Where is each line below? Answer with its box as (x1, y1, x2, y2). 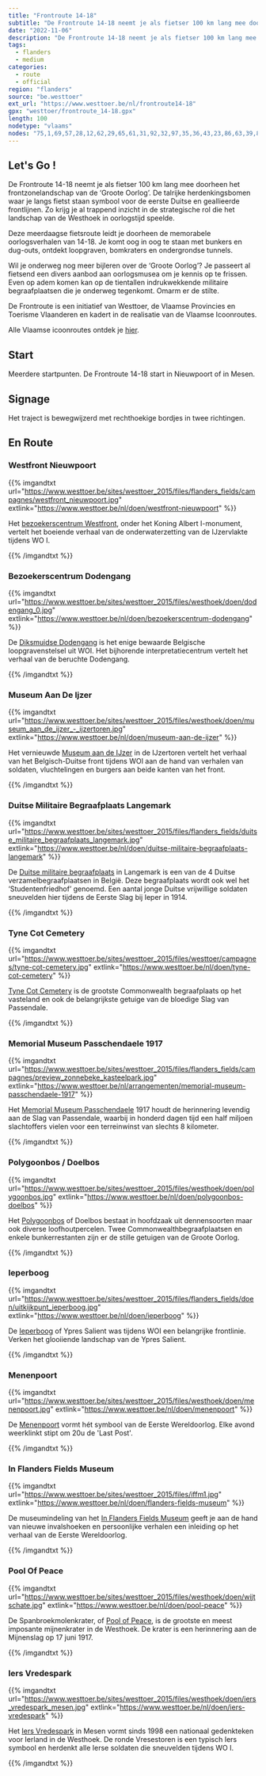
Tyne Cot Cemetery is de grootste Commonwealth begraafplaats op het (8, 985, 241, 995)
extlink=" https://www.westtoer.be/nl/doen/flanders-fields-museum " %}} (8, 1498, 245, 1507)
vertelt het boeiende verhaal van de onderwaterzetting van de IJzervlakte (8, 527, 248, 536)
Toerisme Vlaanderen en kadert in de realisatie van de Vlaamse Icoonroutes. (8, 310, 257, 319)
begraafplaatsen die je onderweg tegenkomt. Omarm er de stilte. (8, 286, 219, 295)
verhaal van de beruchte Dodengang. (8, 654, 131, 664)
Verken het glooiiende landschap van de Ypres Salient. (8, 1334, 187, 1343)
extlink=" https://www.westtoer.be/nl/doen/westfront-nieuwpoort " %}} (8, 503, 237, 513)
